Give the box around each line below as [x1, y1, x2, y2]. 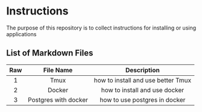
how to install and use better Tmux [93, 76, 192, 84]
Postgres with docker [28, 95, 89, 104]
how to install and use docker [101, 86, 185, 94]
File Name [43, 66, 73, 74]
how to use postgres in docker [99, 95, 186, 104]
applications [6, 30, 37, 37]
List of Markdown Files [6, 48, 93, 58]
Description [125, 66, 160, 74]
